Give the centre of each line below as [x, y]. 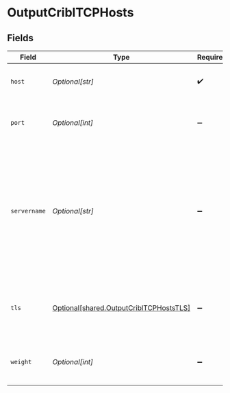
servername [28, 211]
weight [21, 362]
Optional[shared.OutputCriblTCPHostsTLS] [121, 308]
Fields [21, 38]
